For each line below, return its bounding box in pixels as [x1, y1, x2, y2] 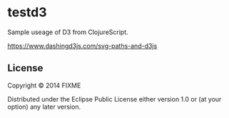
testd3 [7, 4, 48, 21]
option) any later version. [7, 102, 81, 111]
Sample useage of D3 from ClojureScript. [7, 28, 128, 36]
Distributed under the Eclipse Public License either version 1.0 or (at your [7, 95, 222, 103]
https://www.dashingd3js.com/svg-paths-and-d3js [7, 41, 158, 50]
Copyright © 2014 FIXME [7, 81, 81, 90]
